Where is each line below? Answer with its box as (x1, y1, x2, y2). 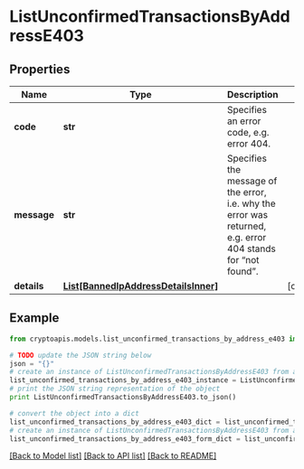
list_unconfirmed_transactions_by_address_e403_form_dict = (9, 434, 242, 444)
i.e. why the (226, 197, 276, 210)
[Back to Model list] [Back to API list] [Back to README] (9, 450, 217, 462)
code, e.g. (226, 127, 270, 138)
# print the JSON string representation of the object (9, 384, 221, 394)
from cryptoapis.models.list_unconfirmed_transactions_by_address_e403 (9, 334, 285, 343)
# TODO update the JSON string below (9, 351, 152, 360)
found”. (226, 265, 259, 277)
